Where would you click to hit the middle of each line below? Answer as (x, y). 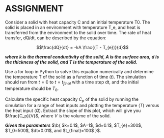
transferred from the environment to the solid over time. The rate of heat (78, 32)
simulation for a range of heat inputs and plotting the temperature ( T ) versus (82, 106)
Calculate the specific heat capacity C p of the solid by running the (72, 100)
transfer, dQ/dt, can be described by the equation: (56, 38)
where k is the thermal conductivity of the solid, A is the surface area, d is (82, 56)
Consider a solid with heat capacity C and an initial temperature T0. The (78, 22)
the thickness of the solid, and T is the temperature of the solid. (71, 62)
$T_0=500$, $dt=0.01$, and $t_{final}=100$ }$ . (53, 131)
